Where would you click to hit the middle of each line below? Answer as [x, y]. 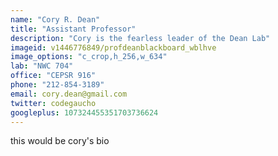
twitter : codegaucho [53, 103]
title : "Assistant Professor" [73, 29]
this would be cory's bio [60, 141]
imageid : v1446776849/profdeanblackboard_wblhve [113, 47]
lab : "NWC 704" [42, 66]
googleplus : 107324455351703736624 [84, 112]
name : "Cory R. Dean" [55, 19]
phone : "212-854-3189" [57, 85]
